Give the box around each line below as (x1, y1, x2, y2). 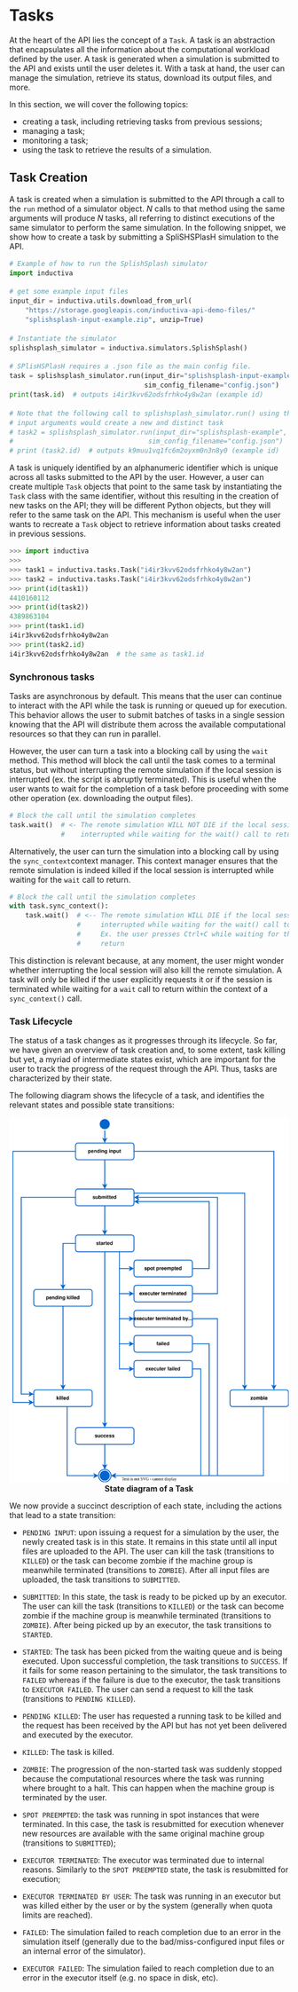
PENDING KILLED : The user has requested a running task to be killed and (21, 1710, 282, 1721)
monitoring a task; (21, 135, 89, 146)
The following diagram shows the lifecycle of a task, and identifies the (9, 1090, 264, 1101)
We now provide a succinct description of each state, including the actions (9, 1500, 282, 1511)
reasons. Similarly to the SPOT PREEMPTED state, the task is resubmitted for (21, 1864, 289, 1875)
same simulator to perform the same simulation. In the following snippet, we (9, 222, 286, 232)
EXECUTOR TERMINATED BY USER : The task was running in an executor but (21, 1891, 281, 1901)
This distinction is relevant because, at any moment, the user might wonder (9, 955, 285, 965)
